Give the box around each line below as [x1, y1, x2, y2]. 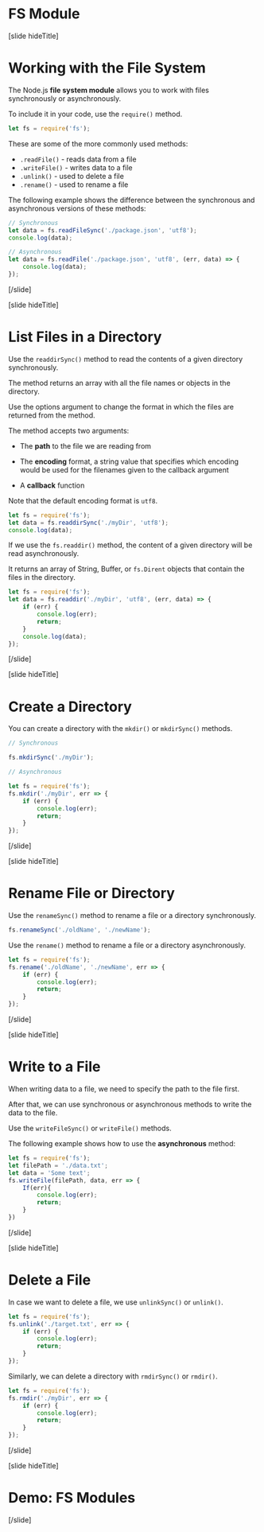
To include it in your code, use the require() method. [8, 109, 183, 119]
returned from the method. [8, 410, 95, 420]
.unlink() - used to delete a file [19, 171, 125, 181]
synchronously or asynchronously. [8, 93, 122, 103]
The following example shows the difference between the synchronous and [8, 195, 255, 204]
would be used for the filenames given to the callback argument [19, 465, 229, 474]
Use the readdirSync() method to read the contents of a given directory [8, 354, 243, 364]
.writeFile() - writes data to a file [19, 162, 133, 172]
